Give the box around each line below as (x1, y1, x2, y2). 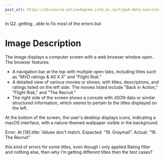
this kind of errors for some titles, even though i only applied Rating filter (5, 144, 151, 150)
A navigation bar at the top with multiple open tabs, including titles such (12, 69, 157, 74)
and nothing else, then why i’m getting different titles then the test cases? (5, 149, 153, 155)
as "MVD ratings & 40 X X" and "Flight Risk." (12, 74, 102, 80)
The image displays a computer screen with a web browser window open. (5, 54, 154, 60)
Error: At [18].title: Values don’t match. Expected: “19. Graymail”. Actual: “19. (5, 129, 157, 135)
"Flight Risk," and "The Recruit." (12, 89, 77, 95)
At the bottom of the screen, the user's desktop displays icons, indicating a (5, 114, 156, 120)
